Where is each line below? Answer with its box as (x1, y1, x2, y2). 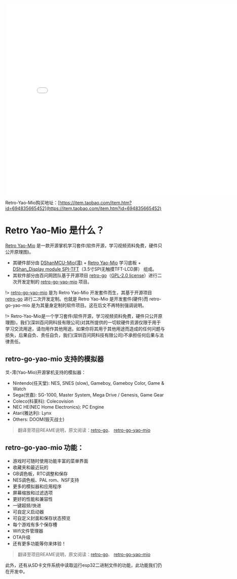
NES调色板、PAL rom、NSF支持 (12, 477, 80, 483)
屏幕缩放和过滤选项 (12, 490, 53, 496)
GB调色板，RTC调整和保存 (12, 470, 68, 476)
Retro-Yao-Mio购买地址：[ (5, 200, 60, 205)
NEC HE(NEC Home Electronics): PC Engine (12, 404, 104, 410)
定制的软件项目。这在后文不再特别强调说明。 (53, 302, 147, 308)
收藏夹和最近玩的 (12, 464, 49, 470)
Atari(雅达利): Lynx (12, 410, 52, 416)
